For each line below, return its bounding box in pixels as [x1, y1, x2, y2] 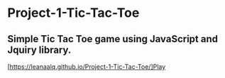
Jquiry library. [7, 44, 72, 56]
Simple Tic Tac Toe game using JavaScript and [7, 33, 219, 45]
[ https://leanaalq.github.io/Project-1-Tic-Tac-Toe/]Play [7, 63, 166, 71]
